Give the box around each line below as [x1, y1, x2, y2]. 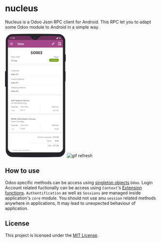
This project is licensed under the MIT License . [5, 232, 99, 238]
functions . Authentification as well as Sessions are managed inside [5, 190, 141, 195]
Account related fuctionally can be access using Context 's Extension [5, 185, 142, 191]
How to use [5, 167, 40, 175]
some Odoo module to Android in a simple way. [5, 24, 99, 30]
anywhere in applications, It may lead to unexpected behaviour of [5, 200, 136, 206]
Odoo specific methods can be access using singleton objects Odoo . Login [5, 179, 153, 185]
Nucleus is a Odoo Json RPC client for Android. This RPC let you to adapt [5, 19, 151, 25]
